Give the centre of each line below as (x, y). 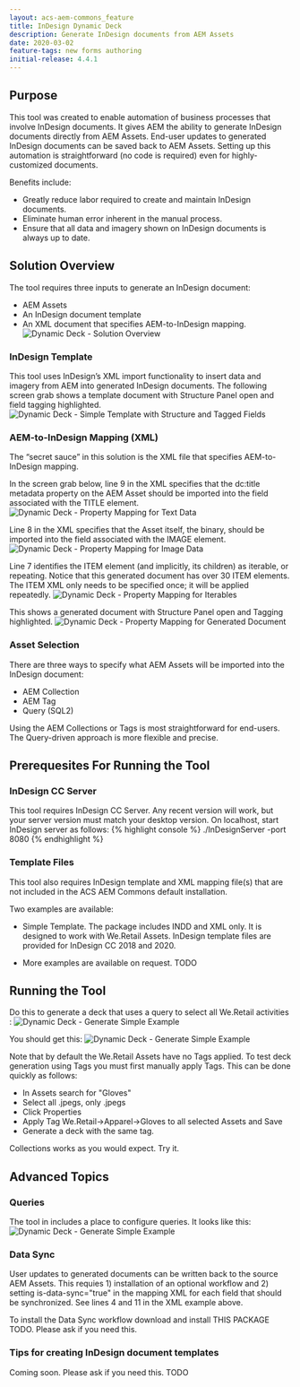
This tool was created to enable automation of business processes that (140, 117)
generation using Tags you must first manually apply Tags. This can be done (150, 1066)
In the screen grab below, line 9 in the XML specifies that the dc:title (135, 484)
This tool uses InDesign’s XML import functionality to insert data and (135, 376)
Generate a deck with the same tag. (88, 1131)
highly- (244, 155)
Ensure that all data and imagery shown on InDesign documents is (144, 228)
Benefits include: (40, 182)
